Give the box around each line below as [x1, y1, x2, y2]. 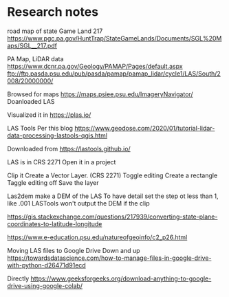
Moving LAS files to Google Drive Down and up [7, 246, 140, 254]
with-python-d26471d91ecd [7, 261, 86, 269]
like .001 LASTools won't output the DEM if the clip [7, 199, 150, 207]
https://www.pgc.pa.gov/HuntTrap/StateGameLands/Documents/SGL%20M [7, 34, 222, 42]
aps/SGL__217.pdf [7, 41, 57, 49]
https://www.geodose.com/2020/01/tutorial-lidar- [74, 124, 215, 132]
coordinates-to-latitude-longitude [7, 219, 102, 228]
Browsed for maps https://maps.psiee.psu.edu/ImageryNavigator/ [7, 90, 194, 98]
